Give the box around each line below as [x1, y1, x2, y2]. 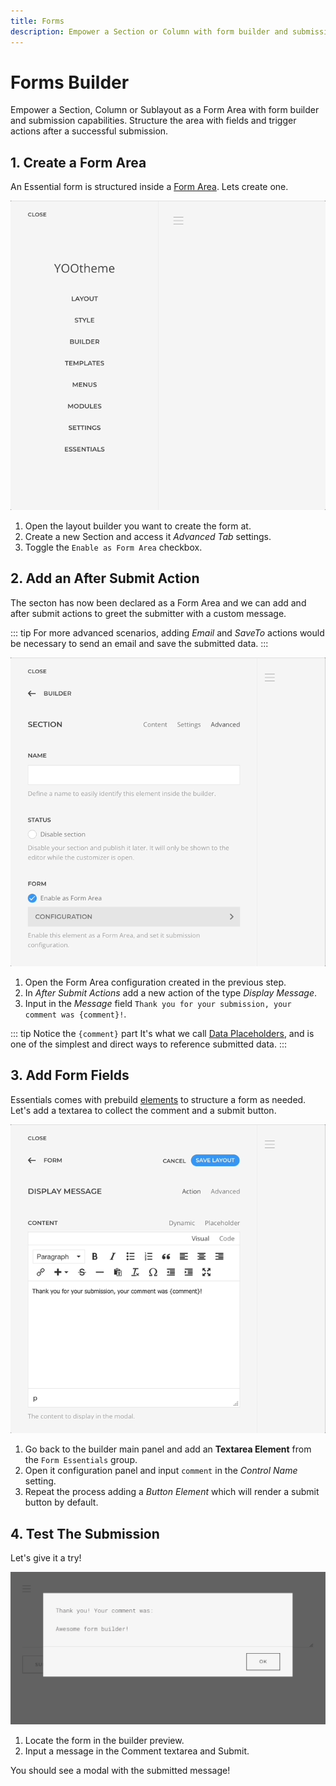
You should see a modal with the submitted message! [10, 1764, 231, 1776]
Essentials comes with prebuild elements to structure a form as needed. [10, 1093, 307, 1105]
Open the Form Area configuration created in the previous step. [24, 976, 287, 989]
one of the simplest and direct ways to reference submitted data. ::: [10, 1038, 288, 1050]
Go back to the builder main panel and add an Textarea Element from [24, 1443, 312, 1455]
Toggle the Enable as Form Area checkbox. [24, 541, 203, 553]
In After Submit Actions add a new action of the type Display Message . [24, 987, 318, 999]
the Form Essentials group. [24, 1454, 138, 1466]
